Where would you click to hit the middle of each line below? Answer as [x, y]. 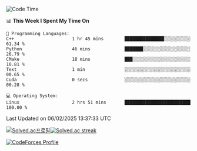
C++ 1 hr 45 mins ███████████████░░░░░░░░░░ [98, 39]
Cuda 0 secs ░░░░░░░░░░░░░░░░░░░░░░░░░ [98, 80]
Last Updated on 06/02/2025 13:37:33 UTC [59, 118]
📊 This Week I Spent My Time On [48, 21]
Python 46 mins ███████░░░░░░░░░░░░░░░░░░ [98, 49]
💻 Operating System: [32, 96]
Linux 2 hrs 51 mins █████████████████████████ [98, 102]
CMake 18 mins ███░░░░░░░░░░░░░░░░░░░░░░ [98, 59]
